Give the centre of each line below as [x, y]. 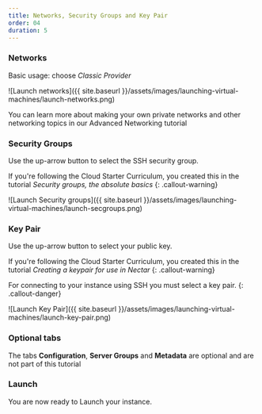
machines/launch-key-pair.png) [60, 317]
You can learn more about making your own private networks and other [125, 114]
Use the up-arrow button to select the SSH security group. [104, 160]
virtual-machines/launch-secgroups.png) [75, 208]
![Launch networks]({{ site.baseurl [64, 90]
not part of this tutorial [45, 364]
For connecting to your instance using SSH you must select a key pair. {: [126, 286]
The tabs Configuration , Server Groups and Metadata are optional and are [131, 355]
